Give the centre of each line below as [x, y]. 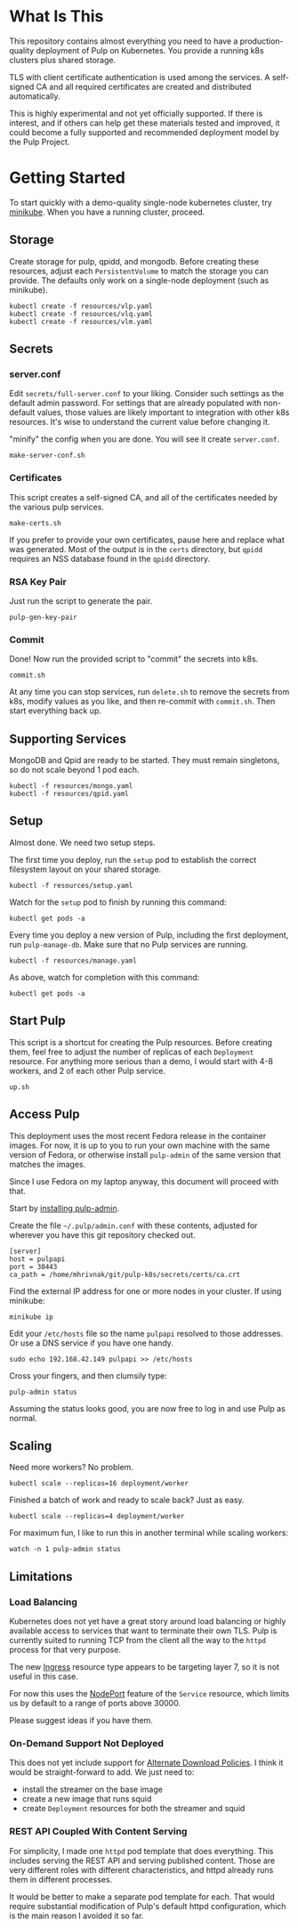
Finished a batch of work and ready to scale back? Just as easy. [127, 1500]
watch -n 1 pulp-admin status [65, 1550]
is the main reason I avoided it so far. [77, 1916]
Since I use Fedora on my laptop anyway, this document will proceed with [144, 1181]
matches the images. [48, 1164]
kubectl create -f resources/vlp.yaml [81, 306]
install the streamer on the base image [92, 1790]
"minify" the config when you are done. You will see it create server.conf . [145, 439]
